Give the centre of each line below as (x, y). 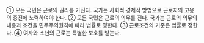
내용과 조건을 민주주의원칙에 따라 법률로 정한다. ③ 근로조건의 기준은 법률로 (97, 25)
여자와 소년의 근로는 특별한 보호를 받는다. (72, 33)
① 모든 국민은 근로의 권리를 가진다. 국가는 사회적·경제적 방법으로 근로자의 (95, 10)
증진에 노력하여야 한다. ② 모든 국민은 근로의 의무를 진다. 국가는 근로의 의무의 (105, 18)
